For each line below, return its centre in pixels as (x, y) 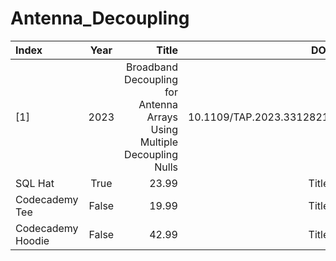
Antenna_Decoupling (100, 18)
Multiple (158, 142)
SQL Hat (35, 183)
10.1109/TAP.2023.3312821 (258, 117)
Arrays (162, 117)
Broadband (152, 67)
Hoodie (32, 240)
